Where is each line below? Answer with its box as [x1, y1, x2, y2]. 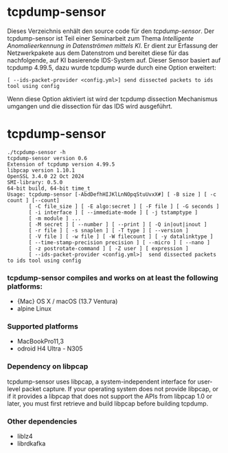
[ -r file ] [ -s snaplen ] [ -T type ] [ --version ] [28, 227, 189, 234]
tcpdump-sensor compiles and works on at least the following [7, 273, 218, 283]
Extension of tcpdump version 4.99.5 [7, 161, 115, 168]
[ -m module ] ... [28, 214, 81, 222]
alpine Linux [16, 305, 52, 313]
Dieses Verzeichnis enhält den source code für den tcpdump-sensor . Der [7, 27, 215, 35]
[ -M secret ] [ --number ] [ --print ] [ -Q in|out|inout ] [28, 221, 207, 228]
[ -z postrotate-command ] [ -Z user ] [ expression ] [28, 245, 189, 252]
